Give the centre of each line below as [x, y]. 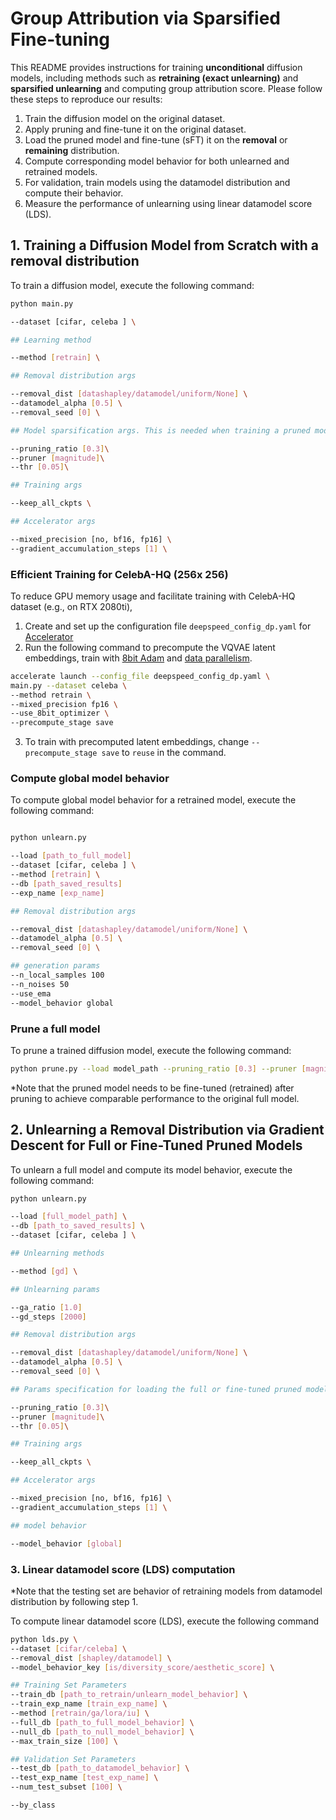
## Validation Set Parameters [73, 1759]
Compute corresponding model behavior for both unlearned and [157, 161]
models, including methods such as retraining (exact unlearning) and [154, 78]
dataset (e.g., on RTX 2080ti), [71, 606]
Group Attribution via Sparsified [145, 18]
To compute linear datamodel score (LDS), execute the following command [164, 1621]
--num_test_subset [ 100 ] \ [66, 1787]
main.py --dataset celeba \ [69, 685]
